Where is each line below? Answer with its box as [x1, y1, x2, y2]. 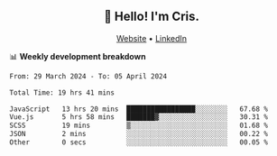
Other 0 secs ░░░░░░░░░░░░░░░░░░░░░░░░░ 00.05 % [9, 138, 269, 147]
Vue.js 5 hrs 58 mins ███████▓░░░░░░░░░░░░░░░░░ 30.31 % [9, 113, 269, 122]
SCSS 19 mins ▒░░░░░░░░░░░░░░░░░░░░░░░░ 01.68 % [9, 121, 269, 131]
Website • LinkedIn [115, 32, 188, 43]
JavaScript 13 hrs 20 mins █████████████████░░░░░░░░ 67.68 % [9, 105, 269, 114]
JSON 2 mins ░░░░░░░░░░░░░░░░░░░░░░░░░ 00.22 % [9, 130, 269, 139]
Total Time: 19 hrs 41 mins [9, 87, 115, 97]
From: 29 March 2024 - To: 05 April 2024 [9, 71, 168, 81]
